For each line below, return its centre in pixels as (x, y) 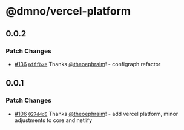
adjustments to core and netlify (53, 120)
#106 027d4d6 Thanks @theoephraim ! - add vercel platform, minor (96, 114)
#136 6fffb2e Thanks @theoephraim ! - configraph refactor (87, 64)
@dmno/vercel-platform (68, 11)
